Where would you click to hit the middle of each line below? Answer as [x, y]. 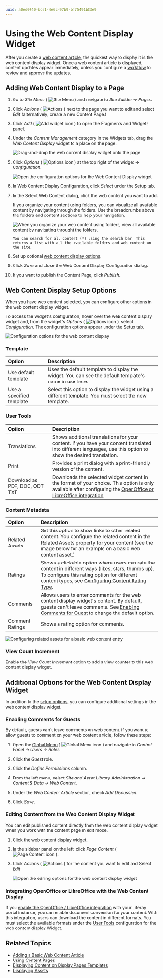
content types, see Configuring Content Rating [94, 581]
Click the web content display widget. [50, 840]
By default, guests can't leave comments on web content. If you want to [77, 730]
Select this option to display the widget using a [101, 390]
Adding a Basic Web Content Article [48, 955]
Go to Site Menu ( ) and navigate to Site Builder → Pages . [82, 99]
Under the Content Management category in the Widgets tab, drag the [83, 138]
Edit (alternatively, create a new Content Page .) [59, 114]
